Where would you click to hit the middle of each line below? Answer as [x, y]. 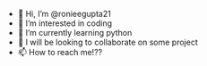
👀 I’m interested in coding [65, 23]
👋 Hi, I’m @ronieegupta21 [65, 14]
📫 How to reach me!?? [60, 52]
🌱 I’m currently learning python [75, 33]
